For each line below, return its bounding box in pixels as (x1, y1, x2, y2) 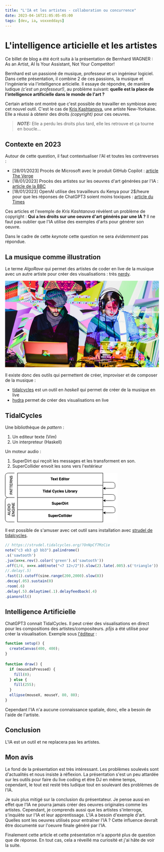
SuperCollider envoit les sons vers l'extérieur (12, 463, 102, 469)
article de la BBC (12, 183, 46, 189)
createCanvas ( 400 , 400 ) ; (9, 646, 60, 651)
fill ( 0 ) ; (14, 672, 32, 677)
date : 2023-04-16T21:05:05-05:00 (5, 13, 73, 18)
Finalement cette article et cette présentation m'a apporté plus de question (5, 831, 156, 838)
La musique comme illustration (5, 253, 101, 261)
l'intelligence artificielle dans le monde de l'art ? (5, 91, 105, 97)
